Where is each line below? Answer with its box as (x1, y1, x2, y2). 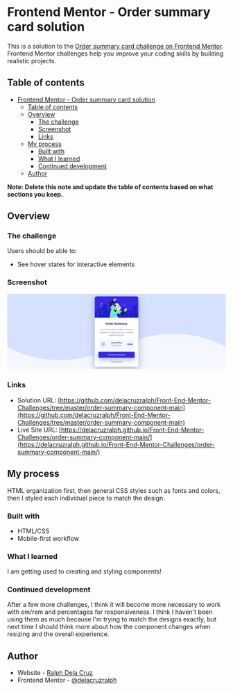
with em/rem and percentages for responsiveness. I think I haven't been (7, 608, 213, 616)
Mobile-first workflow (17, 534, 80, 542)
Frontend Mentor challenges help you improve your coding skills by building (7, 49, 224, 58)
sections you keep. (7, 190, 64, 198)
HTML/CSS (17, 526, 50, 535)
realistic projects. (7, 56, 57, 65)
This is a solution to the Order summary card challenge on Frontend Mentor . (7, 42, 224, 50)
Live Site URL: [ (17, 425, 62, 434)
